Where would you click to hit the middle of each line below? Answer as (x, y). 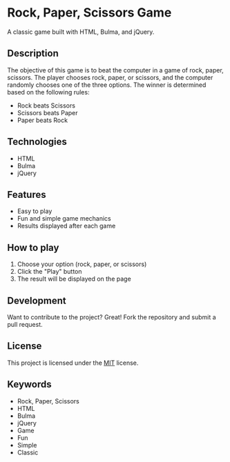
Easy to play (35, 211)
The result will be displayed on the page (74, 279)
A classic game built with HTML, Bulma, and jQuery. (81, 32)
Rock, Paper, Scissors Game (89, 13)
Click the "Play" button (49, 272)
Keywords (29, 384)
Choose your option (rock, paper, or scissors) (82, 264)
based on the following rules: (48, 92)
